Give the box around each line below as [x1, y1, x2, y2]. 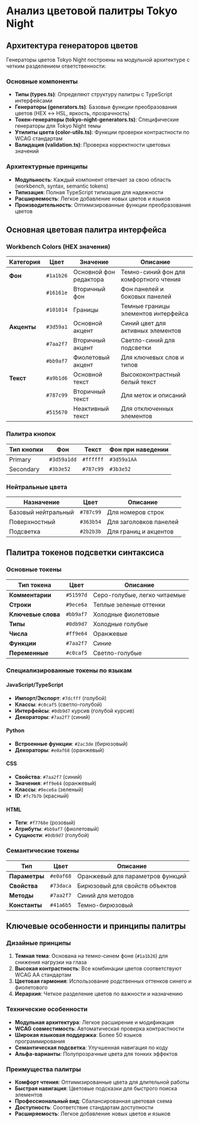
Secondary [9, 465, 40, 473]
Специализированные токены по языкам [6, 667, 132, 675]
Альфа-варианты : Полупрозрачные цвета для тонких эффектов [14, 1050, 178, 1057]
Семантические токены [6, 847, 79, 855]
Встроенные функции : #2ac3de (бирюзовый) [14, 740, 129, 747]
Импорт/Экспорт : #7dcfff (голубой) [14, 694, 107, 702]
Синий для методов [76, 891, 134, 900]
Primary [9, 455, 31, 463]
